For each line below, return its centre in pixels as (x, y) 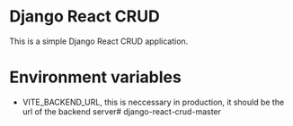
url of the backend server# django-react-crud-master (122, 111)
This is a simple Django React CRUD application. (99, 41)
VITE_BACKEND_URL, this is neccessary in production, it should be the (153, 102)
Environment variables (95, 77)
